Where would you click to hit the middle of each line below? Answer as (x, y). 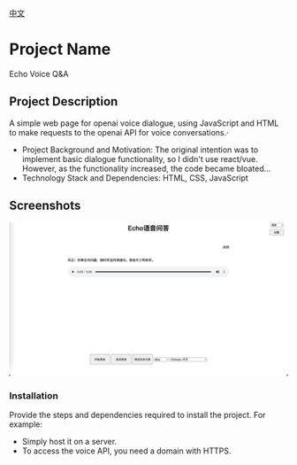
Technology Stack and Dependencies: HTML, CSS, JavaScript (135, 178)
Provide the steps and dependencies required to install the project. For (137, 415)
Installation (34, 395)
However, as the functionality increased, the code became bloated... (146, 168)
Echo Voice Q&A (39, 74)
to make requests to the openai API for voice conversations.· (119, 132)
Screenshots (45, 206)
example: (26, 424)
